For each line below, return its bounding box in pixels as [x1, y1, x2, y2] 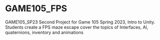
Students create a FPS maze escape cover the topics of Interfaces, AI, [5, 24, 149, 30]
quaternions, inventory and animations [5, 29, 84, 35]
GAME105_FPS [5, 3, 67, 14]
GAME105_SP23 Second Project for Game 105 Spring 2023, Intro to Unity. [5, 19, 156, 25]
